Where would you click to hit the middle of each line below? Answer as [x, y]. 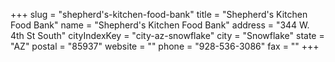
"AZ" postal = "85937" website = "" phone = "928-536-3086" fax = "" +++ [165, 46]
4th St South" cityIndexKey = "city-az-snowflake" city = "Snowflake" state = [167, 35]
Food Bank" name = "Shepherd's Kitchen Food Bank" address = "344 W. [160, 25]
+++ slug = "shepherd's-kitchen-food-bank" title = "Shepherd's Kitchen [159, 14]
